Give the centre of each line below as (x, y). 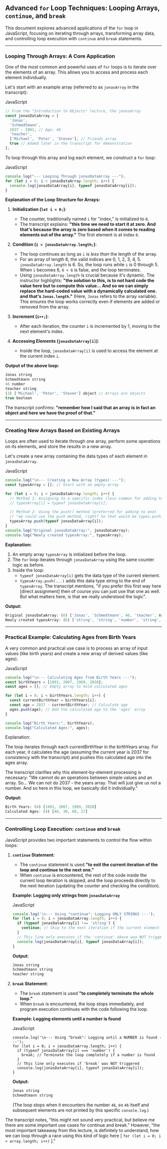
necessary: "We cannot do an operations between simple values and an (79, 777)
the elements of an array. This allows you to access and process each (77, 72)
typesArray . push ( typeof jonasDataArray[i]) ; (56, 521)
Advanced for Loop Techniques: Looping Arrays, (83, 8)
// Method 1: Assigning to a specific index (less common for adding (83, 498)
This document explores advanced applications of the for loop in (72, 28)
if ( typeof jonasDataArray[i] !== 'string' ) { (66, 923)
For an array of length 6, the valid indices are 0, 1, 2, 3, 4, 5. (81, 259)
